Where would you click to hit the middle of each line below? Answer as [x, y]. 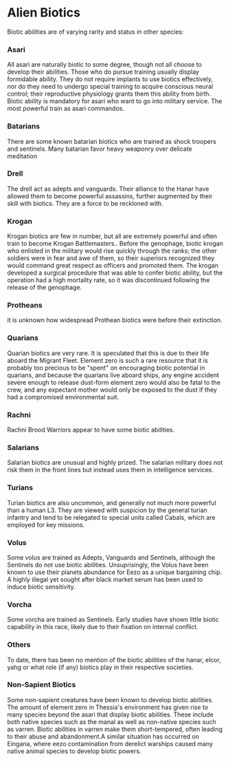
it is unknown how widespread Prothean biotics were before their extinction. [115, 320]
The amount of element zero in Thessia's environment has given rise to [108, 707]
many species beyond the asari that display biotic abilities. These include [111, 715]
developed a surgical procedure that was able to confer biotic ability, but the [115, 273]
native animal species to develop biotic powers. [74, 751]
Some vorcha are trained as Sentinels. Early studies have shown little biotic [113, 620]
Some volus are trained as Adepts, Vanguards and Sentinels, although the [111, 557]
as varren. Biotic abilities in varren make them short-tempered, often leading [115, 729]
